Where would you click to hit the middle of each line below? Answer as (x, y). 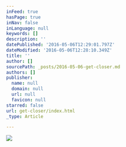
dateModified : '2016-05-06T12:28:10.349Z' (59, 50)
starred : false (25, 105)
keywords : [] (22, 34)
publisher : (20, 78)
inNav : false (22, 23)
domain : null (28, 89)
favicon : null (29, 100)
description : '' (26, 39)
